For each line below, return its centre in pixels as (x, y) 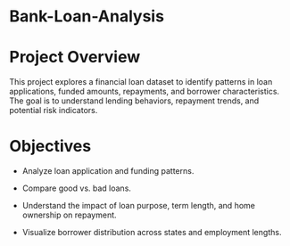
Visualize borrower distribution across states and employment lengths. (152, 233)
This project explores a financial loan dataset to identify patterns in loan (141, 82)
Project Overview (75, 57)
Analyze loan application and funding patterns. (108, 171)
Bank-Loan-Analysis (87, 16)
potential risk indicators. (54, 111)
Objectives (50, 147)
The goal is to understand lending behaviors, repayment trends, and (134, 101)
